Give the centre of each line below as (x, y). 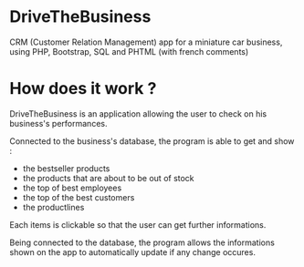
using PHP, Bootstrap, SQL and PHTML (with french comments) (129, 51)
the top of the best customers (79, 197)
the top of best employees (72, 188)
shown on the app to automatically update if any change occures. (132, 252)
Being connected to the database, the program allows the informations (142, 242)
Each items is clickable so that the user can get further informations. (138, 224)
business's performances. (58, 123)
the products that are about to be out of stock (108, 178)
